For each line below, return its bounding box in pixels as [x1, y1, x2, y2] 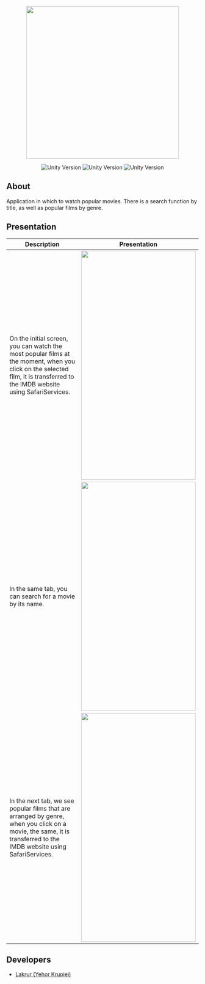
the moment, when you [9, 357, 75, 366]
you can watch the [9, 342, 63, 350]
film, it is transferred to [9, 372, 74, 381]
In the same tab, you [9, 584, 68, 593]
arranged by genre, [9, 812, 65, 820]
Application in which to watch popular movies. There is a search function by [6, 197, 197, 204]
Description [24, 240, 60, 248]
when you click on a [9, 819, 67, 828]
